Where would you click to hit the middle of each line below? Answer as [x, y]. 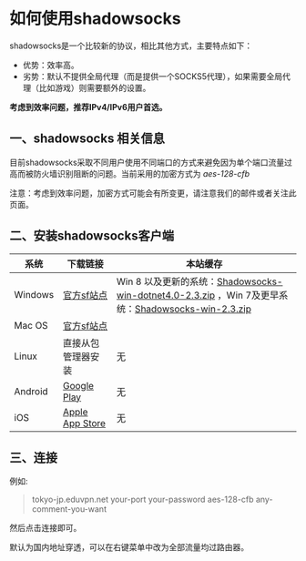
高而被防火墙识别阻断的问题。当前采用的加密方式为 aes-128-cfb [130, 173]
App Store [84, 423]
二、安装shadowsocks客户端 [92, 236]
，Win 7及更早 [248, 295]
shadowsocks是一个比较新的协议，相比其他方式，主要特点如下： [131, 46]
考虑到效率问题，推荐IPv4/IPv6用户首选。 [88, 107]
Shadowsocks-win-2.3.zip [194, 309]
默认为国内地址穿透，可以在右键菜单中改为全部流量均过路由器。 [129, 547]
